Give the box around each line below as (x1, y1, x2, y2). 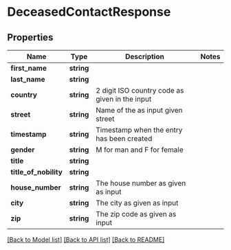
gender (10, 145, 35, 155)
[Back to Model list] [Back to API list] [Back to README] (7, 236, 165, 244)
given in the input (96, 94, 152, 104)
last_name (10, 75, 45, 84)
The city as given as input (96, 198, 179, 207)
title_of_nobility (10, 168, 63, 177)
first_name (10, 63, 47, 73)
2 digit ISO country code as (96, 86, 184, 95)
